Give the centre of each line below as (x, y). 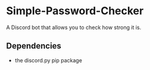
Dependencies (34, 46)
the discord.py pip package (48, 60)
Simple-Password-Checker (75, 11)
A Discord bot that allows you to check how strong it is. (74, 27)
